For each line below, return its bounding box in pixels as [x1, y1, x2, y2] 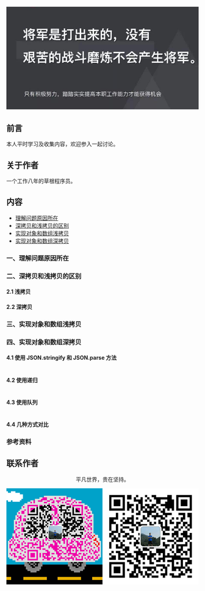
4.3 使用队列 [6, 398, 38, 406]
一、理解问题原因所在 [6, 254, 69, 263]
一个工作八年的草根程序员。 [6, 178, 76, 185]
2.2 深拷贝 [6, 303, 32, 310]
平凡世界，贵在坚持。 [76, 476, 129, 483]
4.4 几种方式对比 [6, 421, 49, 428]
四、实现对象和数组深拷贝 [6, 338, 82, 346]
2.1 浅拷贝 [6, 288, 31, 295]
